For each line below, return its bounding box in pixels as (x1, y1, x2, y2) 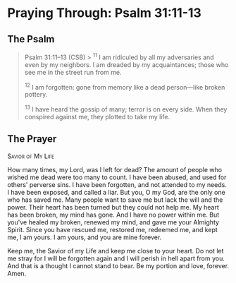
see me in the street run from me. (24, 68, 122, 76)
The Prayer (7, 133, 57, 145)
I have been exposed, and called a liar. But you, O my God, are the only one (7, 188, 225, 196)
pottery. (24, 90, 48, 99)
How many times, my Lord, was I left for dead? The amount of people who (7, 165, 223, 174)
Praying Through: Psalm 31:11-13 (7, 5, 202, 21)
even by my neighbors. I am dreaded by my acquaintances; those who (24, 60, 229, 68)
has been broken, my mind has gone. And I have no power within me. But (7, 210, 220, 219)
